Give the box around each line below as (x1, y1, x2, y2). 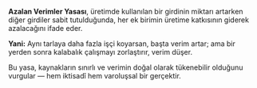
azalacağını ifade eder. (8, 24, 83, 33)
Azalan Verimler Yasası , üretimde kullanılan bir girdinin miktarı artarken (8, 7, 243, 16)
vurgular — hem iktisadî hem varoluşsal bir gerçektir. (8, 71, 181, 80)
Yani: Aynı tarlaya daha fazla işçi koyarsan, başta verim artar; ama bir (8, 39, 235, 48)
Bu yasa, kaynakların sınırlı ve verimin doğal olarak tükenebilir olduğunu (8, 63, 243, 72)
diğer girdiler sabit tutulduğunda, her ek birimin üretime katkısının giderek (8, 15, 250, 25)
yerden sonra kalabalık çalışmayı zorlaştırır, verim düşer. (8, 48, 193, 56)
